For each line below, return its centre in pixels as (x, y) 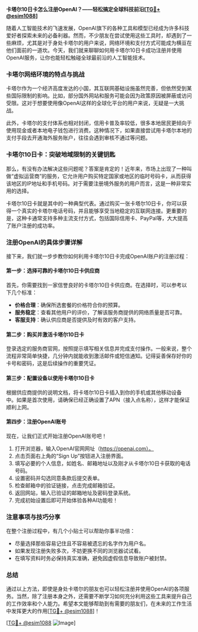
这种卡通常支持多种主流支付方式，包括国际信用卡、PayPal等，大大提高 (102, 218)
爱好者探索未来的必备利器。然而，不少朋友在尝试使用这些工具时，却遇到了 (96, 35)
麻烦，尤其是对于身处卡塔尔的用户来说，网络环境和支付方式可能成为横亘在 (101, 43)
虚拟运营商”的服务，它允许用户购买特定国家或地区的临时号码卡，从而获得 (103, 176)
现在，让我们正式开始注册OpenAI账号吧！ (57, 436)
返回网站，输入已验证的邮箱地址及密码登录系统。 (74, 493)
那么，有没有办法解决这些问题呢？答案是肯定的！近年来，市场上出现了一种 (96, 168)
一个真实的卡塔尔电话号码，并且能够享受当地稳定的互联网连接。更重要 (96, 211)
